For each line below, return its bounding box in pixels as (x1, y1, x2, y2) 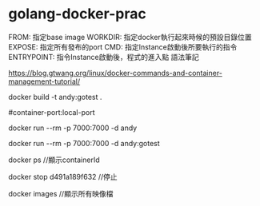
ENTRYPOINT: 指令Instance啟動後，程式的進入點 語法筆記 (8, 52, 199, 61)
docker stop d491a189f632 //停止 (8, 172, 118, 181)
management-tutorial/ (8, 77, 81, 86)
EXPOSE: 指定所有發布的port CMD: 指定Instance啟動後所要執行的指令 (8, 42, 238, 52)
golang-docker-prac (8, 5, 146, 23)
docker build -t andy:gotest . (8, 92, 102, 101)
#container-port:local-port (8, 107, 95, 117)
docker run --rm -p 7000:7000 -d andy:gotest (8, 138, 160, 148)
